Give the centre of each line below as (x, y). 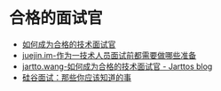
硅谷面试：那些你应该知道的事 (76, 77)
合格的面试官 (56, 18)
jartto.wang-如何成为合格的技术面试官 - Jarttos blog (117, 66)
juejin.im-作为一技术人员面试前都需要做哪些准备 (109, 55)
